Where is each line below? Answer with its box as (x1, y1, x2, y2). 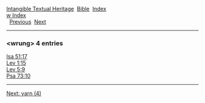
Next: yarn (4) (6, 90, 41, 97)
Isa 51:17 (6, 53, 27, 60)
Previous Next (9, 18, 46, 25)
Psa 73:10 (6, 73, 31, 80)
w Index (6, 12, 26, 19)
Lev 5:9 (6, 66, 26, 73)
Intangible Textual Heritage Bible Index (6, 5, 107, 12)
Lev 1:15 (6, 59, 26, 66)
